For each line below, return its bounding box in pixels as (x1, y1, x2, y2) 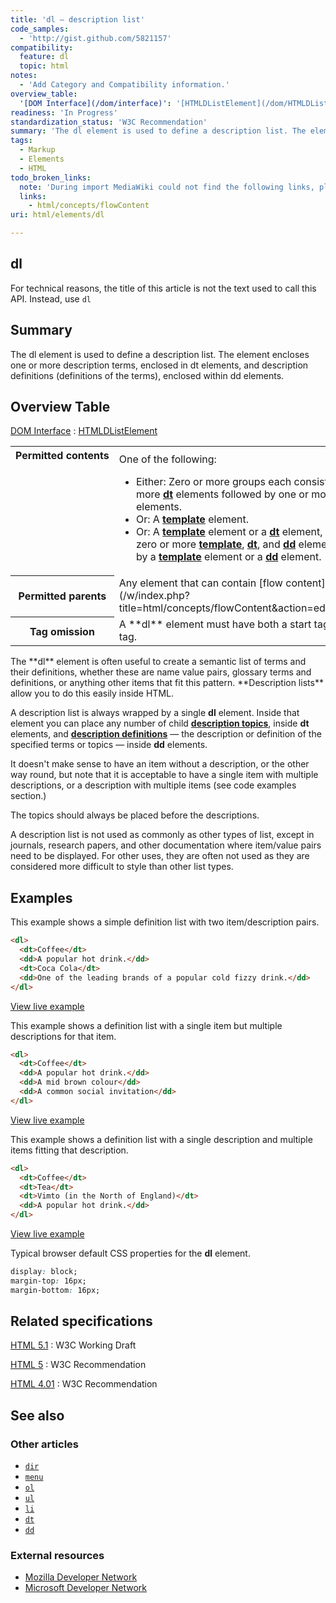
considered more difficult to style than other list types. (10, 861, 234, 873)
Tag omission (29, 624, 95, 638)
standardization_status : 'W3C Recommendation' (10, 117, 208, 127)
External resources (10, 1549, 105, 1563)
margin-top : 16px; (10, 1276, 87, 1286)
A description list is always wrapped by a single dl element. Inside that (10, 707, 300, 719)
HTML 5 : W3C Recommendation (10, 1359, 147, 1371)
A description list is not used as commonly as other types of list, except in (10, 829, 315, 841)
